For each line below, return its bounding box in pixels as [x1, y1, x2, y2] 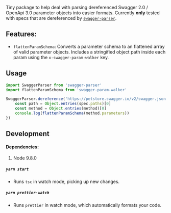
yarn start [6, 167, 29, 172]
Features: [6, 30, 37, 39]
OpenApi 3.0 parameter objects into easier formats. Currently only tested [6, 10, 160, 16]
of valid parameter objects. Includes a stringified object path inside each [13, 48, 166, 55]
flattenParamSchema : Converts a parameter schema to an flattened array [13, 43, 165, 49]
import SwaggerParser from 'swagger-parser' [6, 83, 102, 88]
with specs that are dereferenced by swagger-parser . [6, 15, 117, 21]
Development [6, 129, 50, 138]
